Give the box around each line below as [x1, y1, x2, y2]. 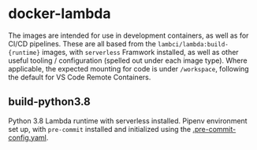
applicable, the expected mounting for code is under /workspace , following [8, 64, 250, 73]
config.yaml [8, 133, 47, 142]
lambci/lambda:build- [157, 40, 229, 48]
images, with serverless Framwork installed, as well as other [42, 47, 239, 57]
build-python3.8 [8, 95, 91, 108]
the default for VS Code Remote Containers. [8, 72, 151, 82]
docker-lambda [8, 5, 112, 23]
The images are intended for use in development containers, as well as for [8, 31, 249, 40]
